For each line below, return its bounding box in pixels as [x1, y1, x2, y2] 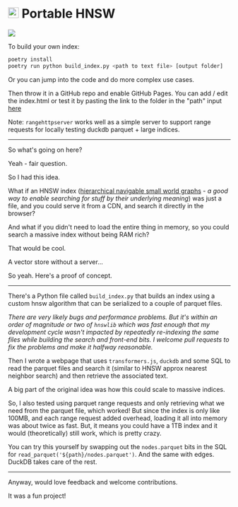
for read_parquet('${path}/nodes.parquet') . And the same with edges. [8, 450, 215, 458]
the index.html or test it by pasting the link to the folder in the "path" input [8, 96, 222, 105]
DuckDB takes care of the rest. [8, 458, 97, 466]
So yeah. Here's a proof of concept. [8, 271, 112, 280]
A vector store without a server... [8, 257, 103, 266]
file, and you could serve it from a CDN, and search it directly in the [8, 201, 204, 210]
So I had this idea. [8, 172, 61, 181]
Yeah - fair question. [8, 159, 68, 167]
